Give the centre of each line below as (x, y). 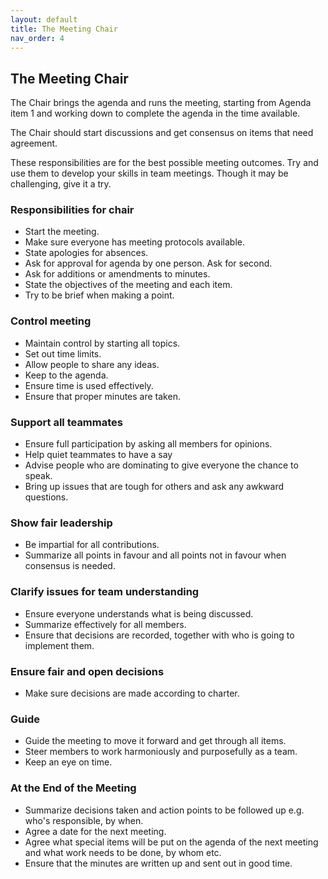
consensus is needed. (70, 566)
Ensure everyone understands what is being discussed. (139, 613)
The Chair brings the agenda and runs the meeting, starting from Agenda (161, 103)
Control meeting (51, 321)
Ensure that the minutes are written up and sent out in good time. (158, 863)
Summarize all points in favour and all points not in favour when (155, 555)
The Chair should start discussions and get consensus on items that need (162, 133)
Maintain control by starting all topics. (102, 343)
